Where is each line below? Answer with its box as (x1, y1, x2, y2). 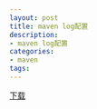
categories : (9, 47, 54, 56)
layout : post (9, 13, 59, 23)
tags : (9, 64, 30, 74)
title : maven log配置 (9, 22, 89, 31)
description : (9, 30, 59, 39)
